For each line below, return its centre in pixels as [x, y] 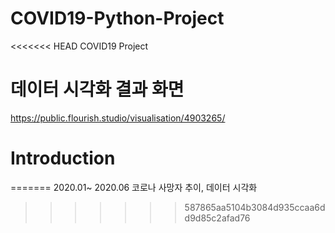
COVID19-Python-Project [117, 18]
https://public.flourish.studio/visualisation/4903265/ [118, 118]
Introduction [63, 158]
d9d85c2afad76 [217, 218]
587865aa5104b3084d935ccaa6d [255, 207]
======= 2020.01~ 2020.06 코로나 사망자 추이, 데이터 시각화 [134, 187]
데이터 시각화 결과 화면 [97, 89]
